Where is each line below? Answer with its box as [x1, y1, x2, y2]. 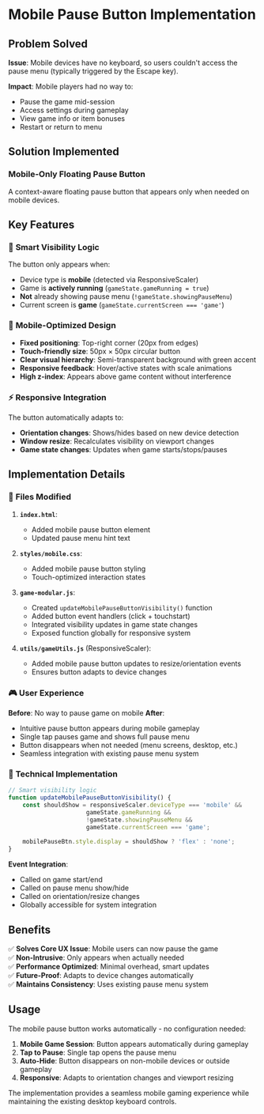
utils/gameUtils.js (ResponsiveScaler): [19, 643, 152, 653]
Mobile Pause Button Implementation [8, 6, 257, 24]
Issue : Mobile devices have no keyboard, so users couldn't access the [8, 58, 238, 67]
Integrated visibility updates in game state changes [31, 619, 198, 629]
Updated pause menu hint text [31, 533, 130, 542]
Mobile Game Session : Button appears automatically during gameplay [19, 1039, 249, 1048]
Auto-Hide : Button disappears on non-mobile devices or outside [19, 1055, 231, 1065]
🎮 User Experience [8, 687, 85, 698]
